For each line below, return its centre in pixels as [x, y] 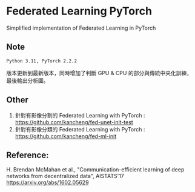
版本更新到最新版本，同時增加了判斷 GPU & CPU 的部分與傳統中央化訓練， [99, 73]
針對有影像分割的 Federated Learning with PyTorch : [80, 115]
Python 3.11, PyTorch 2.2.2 [42, 61]
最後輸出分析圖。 [28, 81]
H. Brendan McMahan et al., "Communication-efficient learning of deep [95, 170]
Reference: [28, 155]
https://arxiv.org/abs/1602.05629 [48, 182]
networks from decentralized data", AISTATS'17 [65, 176]
